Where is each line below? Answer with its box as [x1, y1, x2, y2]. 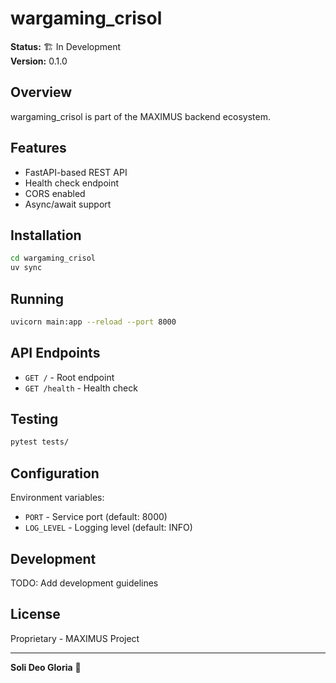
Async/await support [24, 198, 112, 210]
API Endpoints [10, 345, 101, 362]
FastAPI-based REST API [24, 166, 128, 178]
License [10, 606, 61, 623]
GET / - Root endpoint [24, 371, 115, 383]
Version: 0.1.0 [10, 55, 68, 67]
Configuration [10, 465, 100, 482]
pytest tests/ [10, 437, 70, 447]
